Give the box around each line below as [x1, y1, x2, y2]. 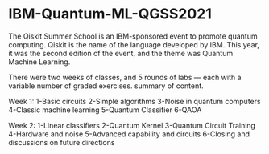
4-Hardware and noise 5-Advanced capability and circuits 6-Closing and [8, 129, 250, 139]
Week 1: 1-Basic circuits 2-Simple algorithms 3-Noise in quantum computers [8, 96, 261, 106]
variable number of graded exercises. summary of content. [8, 81, 204, 91]
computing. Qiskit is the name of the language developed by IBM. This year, [8, 39, 260, 49]
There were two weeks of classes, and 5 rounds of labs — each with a [8, 72, 242, 82]
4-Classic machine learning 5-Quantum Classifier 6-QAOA [8, 105, 202, 115]
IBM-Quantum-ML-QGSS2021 [8, 5, 212, 23]
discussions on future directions [8, 137, 115, 147]
